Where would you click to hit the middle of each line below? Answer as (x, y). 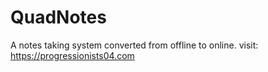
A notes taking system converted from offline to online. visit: (134, 45)
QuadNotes (58, 17)
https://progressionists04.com (72, 55)
